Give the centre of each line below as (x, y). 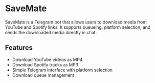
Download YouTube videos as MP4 (47, 60)
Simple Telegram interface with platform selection (62, 70)
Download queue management (43, 75)
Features (19, 48)
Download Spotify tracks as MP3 (45, 64)
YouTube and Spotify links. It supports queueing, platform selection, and (78, 27)
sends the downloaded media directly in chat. (51, 32)
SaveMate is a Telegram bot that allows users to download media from (76, 22)
